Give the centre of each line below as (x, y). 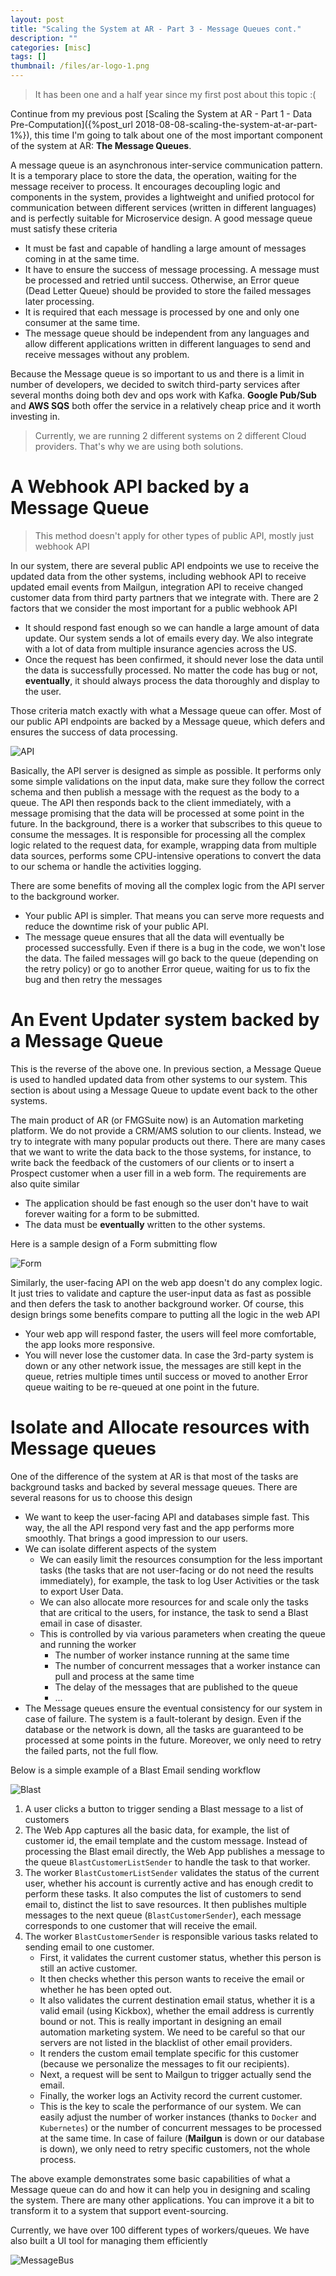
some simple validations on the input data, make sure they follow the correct (167, 781)
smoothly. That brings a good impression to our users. (136, 1538)
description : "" (44, 38)
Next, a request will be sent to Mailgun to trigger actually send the (175, 2074)
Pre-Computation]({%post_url (71, 124)
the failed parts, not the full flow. (91, 1750)
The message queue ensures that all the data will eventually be (154, 937)
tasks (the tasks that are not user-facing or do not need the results (176, 1570)
